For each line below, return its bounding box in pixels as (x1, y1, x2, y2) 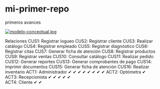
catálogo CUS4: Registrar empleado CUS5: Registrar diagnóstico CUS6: (5, 43, 149, 49)
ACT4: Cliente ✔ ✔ (5, 79, 42, 85)
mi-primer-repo (5, 3, 69, 15)
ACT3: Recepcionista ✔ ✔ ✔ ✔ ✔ (5, 74, 71, 80)
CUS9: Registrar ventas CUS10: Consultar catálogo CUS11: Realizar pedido (5, 53, 154, 59)
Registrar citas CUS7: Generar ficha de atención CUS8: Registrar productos (5, 48, 156, 54)
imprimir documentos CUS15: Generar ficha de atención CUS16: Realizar (5, 64, 149, 70)
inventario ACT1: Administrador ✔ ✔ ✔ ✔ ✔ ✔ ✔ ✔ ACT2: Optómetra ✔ (5, 69, 146, 74)
